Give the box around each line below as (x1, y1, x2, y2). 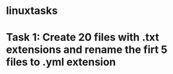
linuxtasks (6, 4, 58, 17)
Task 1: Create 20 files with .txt (6, 31, 160, 44)
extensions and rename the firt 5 (6, 43, 168, 57)
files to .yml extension (6, 55, 116, 69)
